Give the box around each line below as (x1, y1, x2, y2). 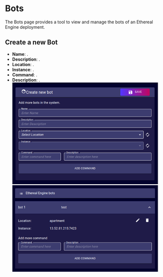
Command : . (12, 71, 37, 78)
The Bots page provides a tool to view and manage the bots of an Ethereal (5, 19, 153, 25)
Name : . (12, 51, 28, 57)
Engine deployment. (5, 24, 45, 30)
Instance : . (12, 67, 34, 72)
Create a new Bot (5, 38, 58, 47)
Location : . (12, 61, 34, 67)
